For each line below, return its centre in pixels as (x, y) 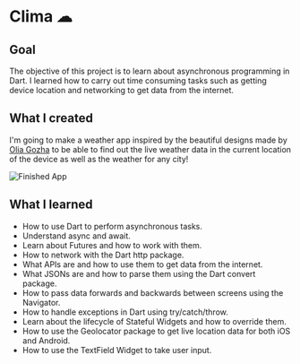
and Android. (46, 340)
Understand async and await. (77, 236)
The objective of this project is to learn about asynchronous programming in (150, 71)
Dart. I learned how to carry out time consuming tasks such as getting (138, 81)
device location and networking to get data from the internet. (122, 90)
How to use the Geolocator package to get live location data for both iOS (156, 331)
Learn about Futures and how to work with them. (112, 245)
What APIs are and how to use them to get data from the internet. (142, 264)
